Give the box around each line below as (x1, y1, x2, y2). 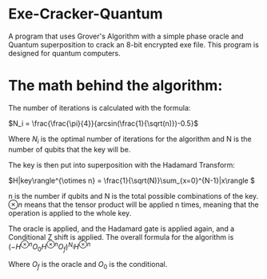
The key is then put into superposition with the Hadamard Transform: (8, 160, 236, 169)
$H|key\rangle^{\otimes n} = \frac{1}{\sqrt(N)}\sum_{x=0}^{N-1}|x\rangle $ (8, 176, 256, 185)
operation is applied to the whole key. (8, 208, 132, 217)
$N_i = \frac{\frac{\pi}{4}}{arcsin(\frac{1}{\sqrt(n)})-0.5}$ (8, 118, 199, 128)
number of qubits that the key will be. (8, 144, 131, 154)
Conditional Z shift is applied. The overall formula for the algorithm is (8, 232, 234, 241)
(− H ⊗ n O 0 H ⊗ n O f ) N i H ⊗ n (8, 241, 91, 253)
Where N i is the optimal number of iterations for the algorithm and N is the (8, 134, 252, 145)
